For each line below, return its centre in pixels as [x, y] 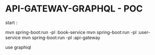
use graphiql [18, 47]
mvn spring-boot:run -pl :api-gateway [61, 37]
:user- [144, 32]
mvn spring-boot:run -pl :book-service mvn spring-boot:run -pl [71, 32]
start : [11, 22]
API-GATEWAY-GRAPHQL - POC [74, 9]
